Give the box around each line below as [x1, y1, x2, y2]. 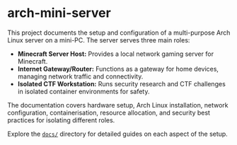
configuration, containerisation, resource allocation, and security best [7, 108, 211, 117]
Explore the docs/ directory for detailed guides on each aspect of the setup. [7, 129, 228, 138]
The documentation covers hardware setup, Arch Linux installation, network [7, 100, 229, 109]
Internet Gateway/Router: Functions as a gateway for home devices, [17, 64, 219, 73]
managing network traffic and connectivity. [17, 72, 144, 81]
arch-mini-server [7, 5, 111, 21]
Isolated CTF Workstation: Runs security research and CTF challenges [17, 79, 226, 88]
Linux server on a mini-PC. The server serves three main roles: [7, 35, 190, 44]
